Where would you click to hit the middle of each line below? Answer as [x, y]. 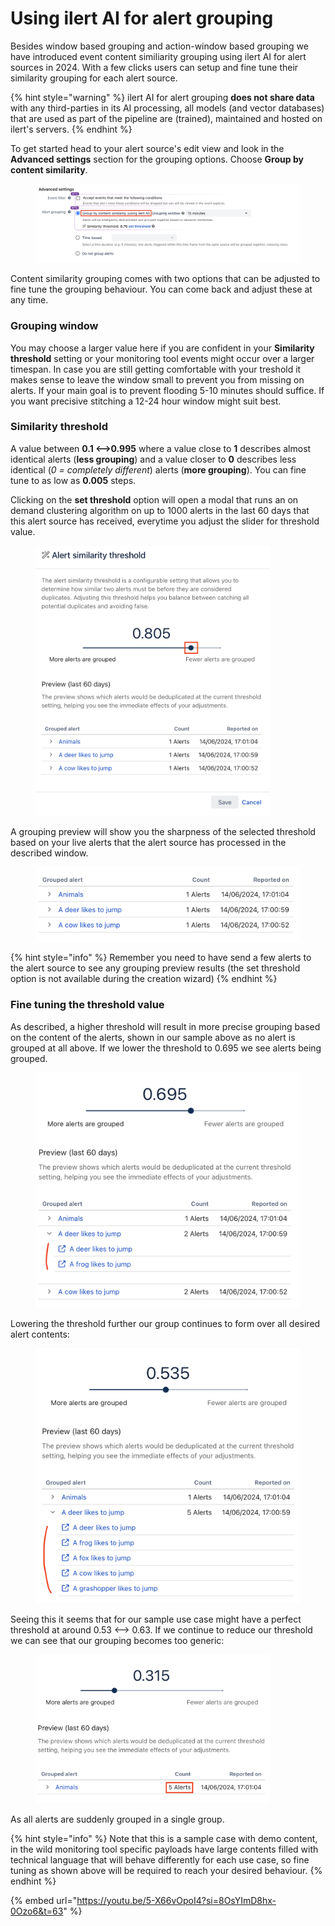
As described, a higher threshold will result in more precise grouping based [165, 1026]
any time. [29, 300]
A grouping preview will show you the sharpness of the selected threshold [163, 831]
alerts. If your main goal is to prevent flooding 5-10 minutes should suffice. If [167, 390]
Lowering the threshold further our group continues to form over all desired [165, 1323]
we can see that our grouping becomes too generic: [117, 1640]
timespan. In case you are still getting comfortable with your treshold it [156, 369]
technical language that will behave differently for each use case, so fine [160, 1860]
